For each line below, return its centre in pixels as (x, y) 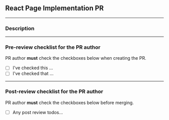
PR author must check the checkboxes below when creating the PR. (76, 58)
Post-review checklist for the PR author (54, 91)
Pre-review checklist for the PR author (53, 47)
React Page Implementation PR (55, 8)
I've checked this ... (33, 68)
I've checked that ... (33, 74)
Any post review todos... (37, 112)
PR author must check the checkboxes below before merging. (70, 102)
